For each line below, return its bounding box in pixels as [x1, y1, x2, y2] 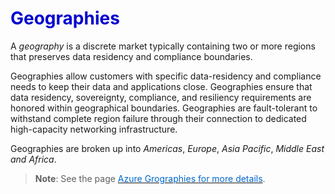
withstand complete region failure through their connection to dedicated [10, 112, 307, 124]
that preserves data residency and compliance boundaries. [10, 50, 253, 62]
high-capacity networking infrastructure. [10, 123, 178, 135]
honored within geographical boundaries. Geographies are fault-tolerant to [10, 102, 318, 114]
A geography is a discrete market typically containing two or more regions [10, 40, 316, 52]
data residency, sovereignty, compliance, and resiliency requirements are [10, 91, 312, 103]
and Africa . [10, 153, 57, 165]
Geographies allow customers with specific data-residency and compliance [10, 70, 322, 82]
